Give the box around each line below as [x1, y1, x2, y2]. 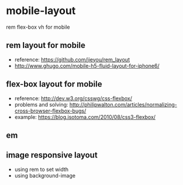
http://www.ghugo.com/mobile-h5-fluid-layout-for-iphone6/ [14, 62, 160, 69]
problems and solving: [14, 101, 68, 108]
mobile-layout [6, 4, 76, 18]
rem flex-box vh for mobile [6, 23, 70, 30]
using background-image [14, 172, 76, 179]
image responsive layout [6, 150, 98, 160]
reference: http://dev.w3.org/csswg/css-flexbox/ [14, 95, 133, 102]
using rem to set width [14, 166, 69, 173]
